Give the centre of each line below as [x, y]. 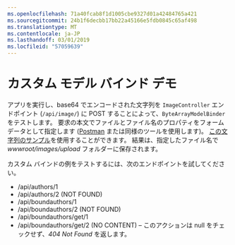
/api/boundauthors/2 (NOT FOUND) [69, 209]
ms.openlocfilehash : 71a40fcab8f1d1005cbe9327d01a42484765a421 [102, 14]
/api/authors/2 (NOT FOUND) [60, 194]
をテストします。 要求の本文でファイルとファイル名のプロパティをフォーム [116, 122]
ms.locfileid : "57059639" [45, 47]
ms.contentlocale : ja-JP [44, 34]
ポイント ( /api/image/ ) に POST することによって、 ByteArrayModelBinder [119, 113]
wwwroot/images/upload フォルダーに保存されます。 [85, 148]
